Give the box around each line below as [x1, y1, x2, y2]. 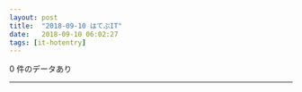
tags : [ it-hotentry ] [9, 38, 87, 47]
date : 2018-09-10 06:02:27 [9, 29, 119, 38]
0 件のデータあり [9, 63, 72, 74]
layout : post [9, 13, 58, 22]
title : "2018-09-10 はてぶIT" [9, 21, 123, 30]
